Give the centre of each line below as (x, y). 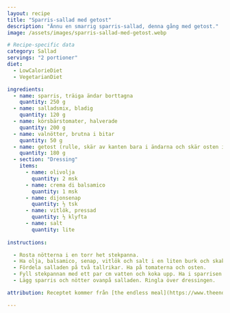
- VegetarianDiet (38, 77)
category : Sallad (32, 51)
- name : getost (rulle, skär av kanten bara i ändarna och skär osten (116, 147)
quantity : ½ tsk (55, 204)
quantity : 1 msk (55, 192)
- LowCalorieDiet (38, 70)
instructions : (27, 242)
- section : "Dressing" (46, 160)
